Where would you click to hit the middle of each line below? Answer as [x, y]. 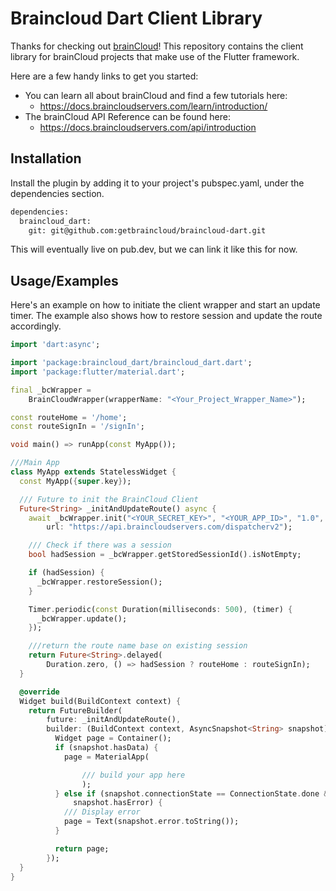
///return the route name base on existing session [138, 646]
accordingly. [36, 326]
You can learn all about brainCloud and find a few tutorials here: [156, 95]
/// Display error [102, 812]
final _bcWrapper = [51, 390]
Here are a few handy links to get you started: [104, 76]
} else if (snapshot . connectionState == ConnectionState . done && [193, 793]
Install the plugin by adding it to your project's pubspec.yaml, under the [157, 183]
